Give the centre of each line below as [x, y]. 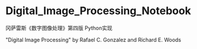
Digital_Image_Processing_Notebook [98, 11]
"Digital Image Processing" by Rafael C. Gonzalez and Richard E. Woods [93, 40]
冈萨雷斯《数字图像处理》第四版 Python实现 [59, 28]
